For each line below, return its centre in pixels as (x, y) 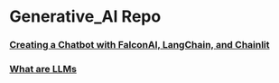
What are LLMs (43, 69)
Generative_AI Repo (85, 17)
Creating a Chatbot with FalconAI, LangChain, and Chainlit (139, 45)
